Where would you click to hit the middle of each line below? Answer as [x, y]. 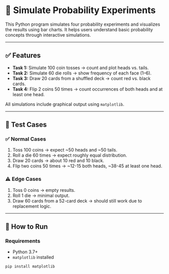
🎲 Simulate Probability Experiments [80, 10]
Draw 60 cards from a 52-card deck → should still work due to [77, 200]
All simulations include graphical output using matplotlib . [65, 104]
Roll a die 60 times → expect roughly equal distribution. [70, 155]
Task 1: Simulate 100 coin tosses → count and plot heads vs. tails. [80, 67]
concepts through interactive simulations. [48, 35]
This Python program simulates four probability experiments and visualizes [83, 24]
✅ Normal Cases [26, 139]
